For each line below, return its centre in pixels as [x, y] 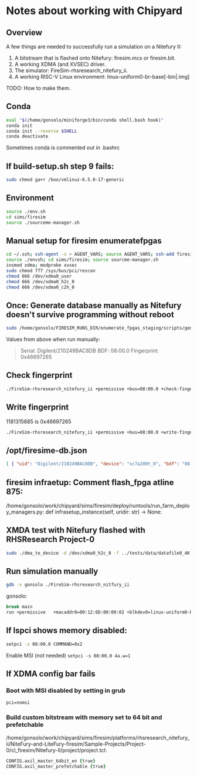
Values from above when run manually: [53, 340]
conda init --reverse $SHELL [42, 131]
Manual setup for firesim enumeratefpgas [84, 241]
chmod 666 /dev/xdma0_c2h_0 [40, 287]
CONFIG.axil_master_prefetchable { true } [56, 766]
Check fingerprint [39, 375]
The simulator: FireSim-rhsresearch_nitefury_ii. [71, 71]
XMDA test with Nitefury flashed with [76, 530]
